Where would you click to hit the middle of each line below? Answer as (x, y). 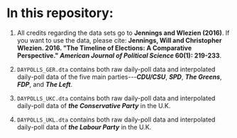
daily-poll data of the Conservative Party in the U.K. (94, 105)
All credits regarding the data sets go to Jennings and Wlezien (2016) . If (123, 33)
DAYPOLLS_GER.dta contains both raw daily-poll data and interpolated (116, 69)
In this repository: (60, 13)
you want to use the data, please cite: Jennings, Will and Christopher (119, 40)
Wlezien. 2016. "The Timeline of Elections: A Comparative (104, 48)
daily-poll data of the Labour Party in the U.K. (84, 127)
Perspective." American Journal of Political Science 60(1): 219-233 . (119, 55)
